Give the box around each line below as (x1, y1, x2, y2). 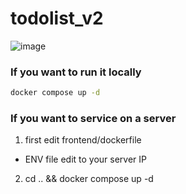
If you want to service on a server (10, 112, 177, 126)
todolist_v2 (10, 7, 104, 30)
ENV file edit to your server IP (24, 153, 148, 166)
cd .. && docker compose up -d (24, 173, 154, 185)
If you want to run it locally (10, 65, 142, 79)
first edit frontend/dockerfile (24, 134, 142, 146)
